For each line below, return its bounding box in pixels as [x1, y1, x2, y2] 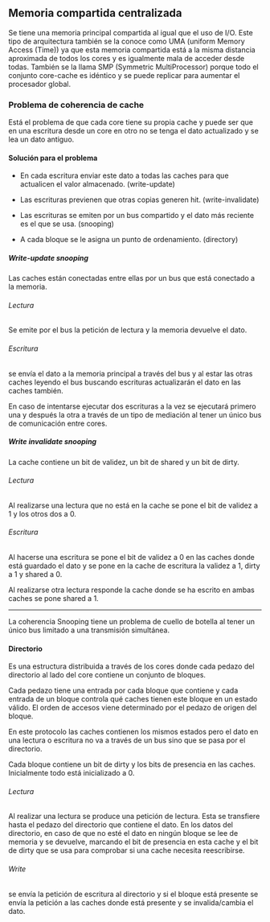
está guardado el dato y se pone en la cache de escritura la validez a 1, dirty [8, 561, 260, 570]
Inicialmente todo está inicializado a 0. [8, 768, 135, 778]
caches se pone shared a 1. [8, 594, 99, 603]
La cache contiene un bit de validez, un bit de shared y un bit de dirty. [8, 457, 239, 467]
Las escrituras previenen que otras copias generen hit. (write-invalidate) [19, 195, 260, 204]
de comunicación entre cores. [8, 418, 108, 428]
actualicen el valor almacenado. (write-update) [19, 179, 175, 189]
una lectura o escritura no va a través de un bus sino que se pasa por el [8, 735, 246, 745]
